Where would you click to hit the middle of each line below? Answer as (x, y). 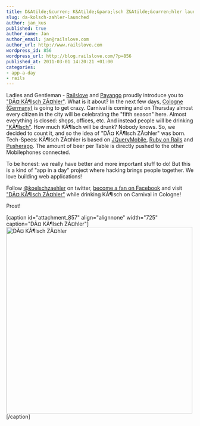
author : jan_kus (26, 23)
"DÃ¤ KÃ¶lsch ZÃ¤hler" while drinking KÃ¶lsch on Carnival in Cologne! (94, 195)
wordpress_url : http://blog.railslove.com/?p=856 (69, 56)
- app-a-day (21, 73)
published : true (26, 28)
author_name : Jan (28, 34)
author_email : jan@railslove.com (48, 39)
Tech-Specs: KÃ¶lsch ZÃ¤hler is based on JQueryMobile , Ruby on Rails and (100, 140)
